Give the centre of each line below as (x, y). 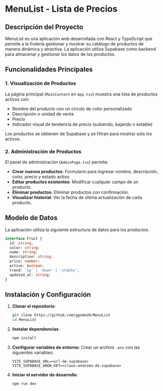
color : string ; (25, 248)
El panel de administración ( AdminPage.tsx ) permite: (57, 162)
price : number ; (25, 261)
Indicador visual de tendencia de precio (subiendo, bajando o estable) (82, 124)
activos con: (17, 99)
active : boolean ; (27, 266)
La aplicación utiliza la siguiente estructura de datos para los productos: (77, 230)
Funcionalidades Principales (49, 69)
